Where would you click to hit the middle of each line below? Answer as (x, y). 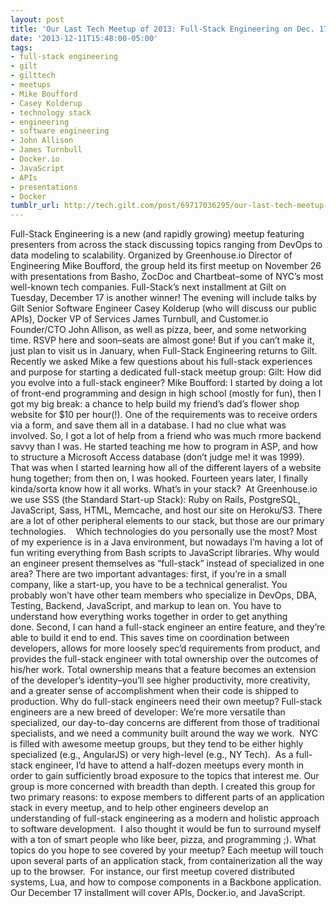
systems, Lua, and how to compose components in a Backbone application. (166, 882)
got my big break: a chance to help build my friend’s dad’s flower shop (155, 404)
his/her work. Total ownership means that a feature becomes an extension (163, 670)
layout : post (37, 19)
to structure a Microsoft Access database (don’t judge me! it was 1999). (158, 457)
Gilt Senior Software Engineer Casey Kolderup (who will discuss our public (163, 308)
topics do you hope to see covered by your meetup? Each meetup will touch (167, 850)
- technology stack (51, 112)
